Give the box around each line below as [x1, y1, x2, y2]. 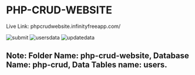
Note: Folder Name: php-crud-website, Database [6, 51, 190, 61]
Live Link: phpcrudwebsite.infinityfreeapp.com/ [6, 23, 121, 30]
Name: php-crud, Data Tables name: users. [6, 60, 167, 70]
